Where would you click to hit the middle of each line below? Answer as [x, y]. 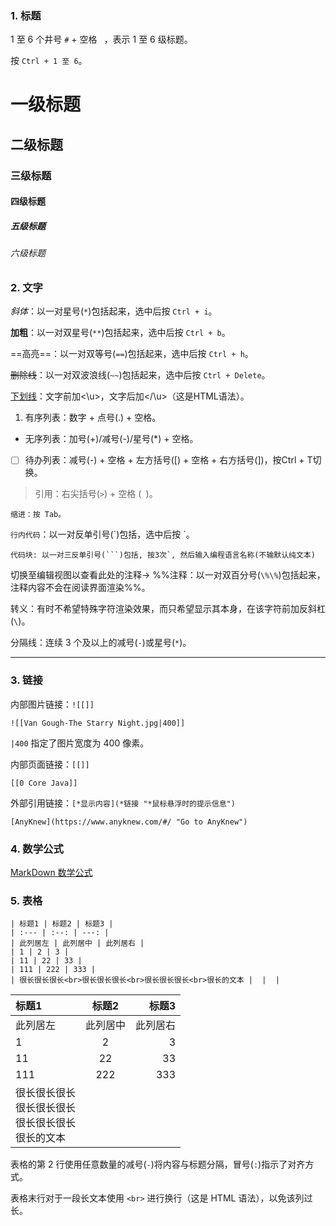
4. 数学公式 [37, 849]
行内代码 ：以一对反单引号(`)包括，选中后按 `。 [102, 534]
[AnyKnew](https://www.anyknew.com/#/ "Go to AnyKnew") [129, 822]
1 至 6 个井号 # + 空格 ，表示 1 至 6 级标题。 [101, 39]
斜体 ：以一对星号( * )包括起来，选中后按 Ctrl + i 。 [114, 311]
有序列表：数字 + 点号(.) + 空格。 [93, 418]
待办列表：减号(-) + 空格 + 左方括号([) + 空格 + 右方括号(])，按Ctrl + [164, 460]
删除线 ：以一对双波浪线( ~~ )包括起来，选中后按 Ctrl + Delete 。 [140, 375]
